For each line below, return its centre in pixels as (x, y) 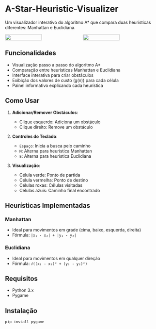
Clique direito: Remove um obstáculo (56, 127)
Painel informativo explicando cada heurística (57, 85)
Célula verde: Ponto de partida (50, 175)
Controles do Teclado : (35, 136)
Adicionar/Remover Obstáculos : (45, 112)
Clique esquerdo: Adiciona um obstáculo (60, 122)
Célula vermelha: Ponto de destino (54, 180)
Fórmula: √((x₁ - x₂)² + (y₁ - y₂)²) (50, 263)
